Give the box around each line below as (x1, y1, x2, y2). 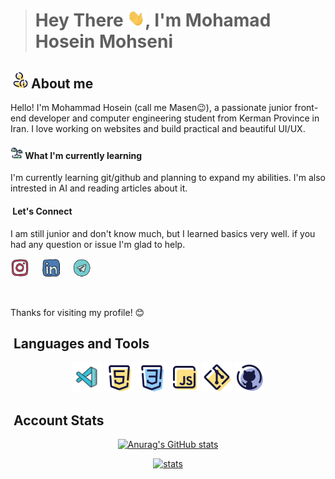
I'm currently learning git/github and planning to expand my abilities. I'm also (10, 172, 326, 184)
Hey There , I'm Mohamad (34, 9, 272, 32)
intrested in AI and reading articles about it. (10, 182, 188, 194)
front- (294, 102, 319, 114)
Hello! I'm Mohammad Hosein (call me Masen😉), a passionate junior (10, 102, 293, 114)
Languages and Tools (13, 335, 150, 352)
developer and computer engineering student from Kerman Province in (28, 112, 320, 124)
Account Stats (13, 412, 105, 429)
